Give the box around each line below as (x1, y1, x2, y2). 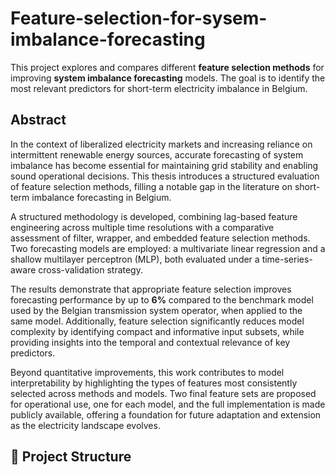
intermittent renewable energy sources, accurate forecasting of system (10, 148, 304, 161)
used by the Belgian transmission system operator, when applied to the (10, 304, 303, 316)
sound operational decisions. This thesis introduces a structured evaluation (10, 170, 320, 182)
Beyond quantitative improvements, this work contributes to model (10, 366, 285, 378)
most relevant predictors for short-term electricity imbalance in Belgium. (10, 82, 308, 94)
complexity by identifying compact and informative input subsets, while (10, 325, 305, 337)
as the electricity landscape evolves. (10, 419, 161, 431)
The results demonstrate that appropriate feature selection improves (10, 283, 292, 295)
